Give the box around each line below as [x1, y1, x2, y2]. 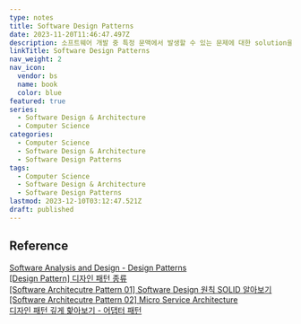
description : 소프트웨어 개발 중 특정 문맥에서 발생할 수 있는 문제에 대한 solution [9, 38, 288, 48]
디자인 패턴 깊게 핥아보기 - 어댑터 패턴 [9, 304, 142, 315]
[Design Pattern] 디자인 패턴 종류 [9, 273, 127, 284]
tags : [9, 163, 30, 172]
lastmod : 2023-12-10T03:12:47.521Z [9, 197, 142, 206]
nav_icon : [9, 64, 47, 73]
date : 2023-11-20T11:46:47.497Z [9, 30, 130, 39]
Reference [9, 239, 69, 254]
